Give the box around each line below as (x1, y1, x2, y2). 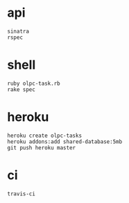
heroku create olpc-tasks (7, 132, 82, 139)
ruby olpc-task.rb (7, 80, 60, 87)
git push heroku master (7, 144, 76, 151)
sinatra (7, 28, 30, 35)
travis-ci (7, 190, 36, 197)
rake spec (7, 86, 36, 93)
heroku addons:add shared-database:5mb (7, 138, 123, 145)
